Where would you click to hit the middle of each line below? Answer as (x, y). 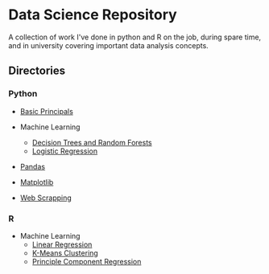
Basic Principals (47, 111)
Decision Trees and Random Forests (92, 142)
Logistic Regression (65, 151)
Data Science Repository (93, 15)
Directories (37, 71)
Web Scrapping (46, 198)
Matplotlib (37, 182)
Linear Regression (62, 244)
